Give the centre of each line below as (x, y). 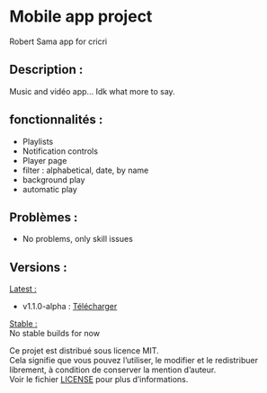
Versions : (38, 267)
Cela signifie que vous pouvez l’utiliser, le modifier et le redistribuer (134, 361)
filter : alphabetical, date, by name (85, 170)
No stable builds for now (55, 334)
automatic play (50, 189)
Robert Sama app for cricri (58, 41)
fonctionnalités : (56, 120)
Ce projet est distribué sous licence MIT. (84, 351)
